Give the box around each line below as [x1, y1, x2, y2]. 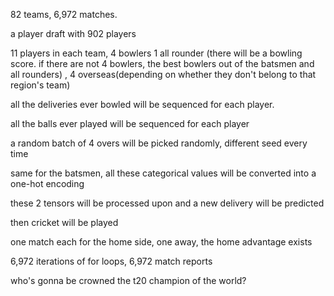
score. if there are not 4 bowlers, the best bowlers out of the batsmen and [10, 58, 315, 69]
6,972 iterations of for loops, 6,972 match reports [10, 255, 213, 267]
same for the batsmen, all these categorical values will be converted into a [10, 167, 317, 179]
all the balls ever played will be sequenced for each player [10, 118, 250, 129]
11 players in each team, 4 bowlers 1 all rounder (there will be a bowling [10, 47, 303, 59]
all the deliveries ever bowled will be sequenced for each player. [10, 99, 275, 110]
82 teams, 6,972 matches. [10, 9, 118, 20]
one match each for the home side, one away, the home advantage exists [10, 236, 313, 248]
